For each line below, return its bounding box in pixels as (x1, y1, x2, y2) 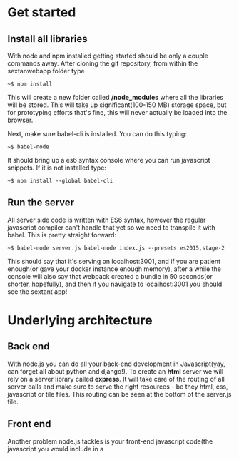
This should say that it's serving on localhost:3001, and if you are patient (7, 257, 221, 265)
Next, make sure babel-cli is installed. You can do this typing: (7, 130, 188, 138)
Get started (7, 4, 76, 21)
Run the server (7, 197, 75, 209)
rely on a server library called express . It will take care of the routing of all (7, 374, 225, 383)
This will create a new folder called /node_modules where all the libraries (7, 93, 223, 101)
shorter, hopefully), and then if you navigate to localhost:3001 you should (7, 280, 223, 288)
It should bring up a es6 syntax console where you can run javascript (7, 156, 210, 164)
